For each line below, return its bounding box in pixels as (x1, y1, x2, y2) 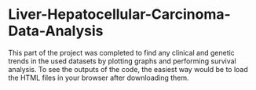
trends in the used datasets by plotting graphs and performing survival (8, 56, 237, 66)
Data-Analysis (8, 22, 104, 40)
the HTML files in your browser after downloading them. (8, 73, 190, 82)
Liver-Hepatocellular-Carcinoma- (8, 5, 232, 23)
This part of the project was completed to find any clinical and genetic (8, 48, 236, 57)
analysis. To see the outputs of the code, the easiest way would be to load (8, 64, 249, 74)
